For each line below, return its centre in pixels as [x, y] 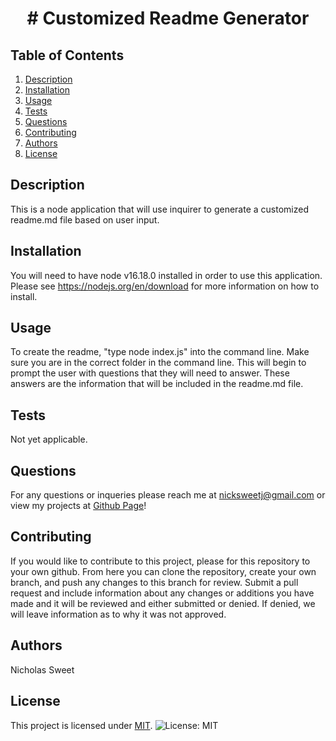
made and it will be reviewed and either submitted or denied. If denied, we [163, 603]
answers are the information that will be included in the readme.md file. [157, 384]
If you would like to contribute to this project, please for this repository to [160, 561]
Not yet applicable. [49, 439]
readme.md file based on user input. [85, 219]
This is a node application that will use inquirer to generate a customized [159, 209]
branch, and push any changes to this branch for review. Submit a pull [154, 582]
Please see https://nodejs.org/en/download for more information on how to [165, 286]
